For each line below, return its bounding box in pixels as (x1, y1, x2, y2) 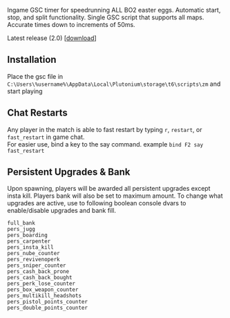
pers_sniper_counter (7, 262, 67, 269)
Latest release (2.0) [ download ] (7, 34, 97, 42)
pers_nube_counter (7, 250, 60, 257)
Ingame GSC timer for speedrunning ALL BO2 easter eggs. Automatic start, (7, 6, 221, 14)
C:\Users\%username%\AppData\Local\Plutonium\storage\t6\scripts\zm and (7, 79, 221, 88)
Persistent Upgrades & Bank (7, 166, 131, 178)
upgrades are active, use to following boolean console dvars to (7, 199, 186, 207)
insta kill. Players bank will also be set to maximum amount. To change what (7, 191, 223, 200)
